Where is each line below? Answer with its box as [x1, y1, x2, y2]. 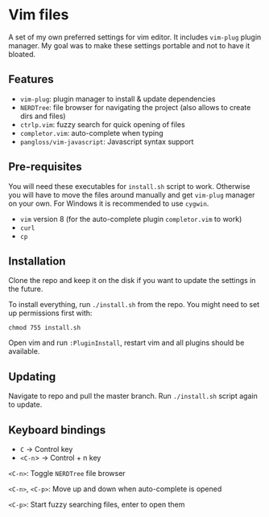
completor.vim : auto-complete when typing [19, 128, 163, 137]
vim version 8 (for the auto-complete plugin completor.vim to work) [19, 214, 242, 224]
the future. [8, 284, 43, 294]
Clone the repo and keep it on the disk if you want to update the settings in [8, 276, 256, 285]
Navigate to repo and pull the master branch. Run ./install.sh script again [8, 392, 258, 401]
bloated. [8, 49, 36, 59]
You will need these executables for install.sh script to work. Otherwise [8, 181, 251, 191]
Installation [8, 254, 66, 268]
